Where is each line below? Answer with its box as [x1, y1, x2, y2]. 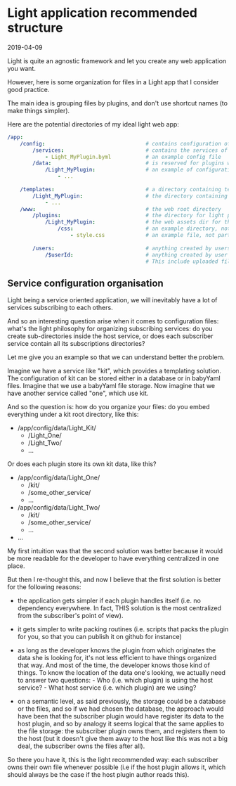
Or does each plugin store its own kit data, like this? [7, 460, 157, 468]
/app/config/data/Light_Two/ [17, 503, 100, 512]
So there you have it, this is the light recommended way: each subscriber [7, 756, 219, 764]
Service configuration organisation [7, 277, 164, 289]
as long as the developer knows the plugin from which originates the [17, 646, 216, 655]
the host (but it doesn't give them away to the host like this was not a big [17, 735, 228, 743]
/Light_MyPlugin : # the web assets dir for [44, 219, 221, 226]
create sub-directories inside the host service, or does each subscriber [7, 332, 214, 340]
